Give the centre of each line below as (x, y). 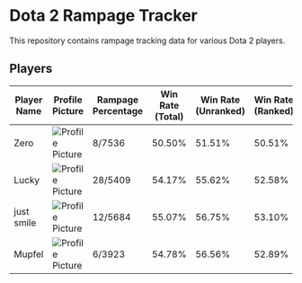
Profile (68, 100)
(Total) (169, 116)
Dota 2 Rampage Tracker (103, 16)
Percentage (118, 111)
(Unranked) (220, 111)
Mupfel (29, 254)
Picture (68, 111)
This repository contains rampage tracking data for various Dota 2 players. (147, 40)
